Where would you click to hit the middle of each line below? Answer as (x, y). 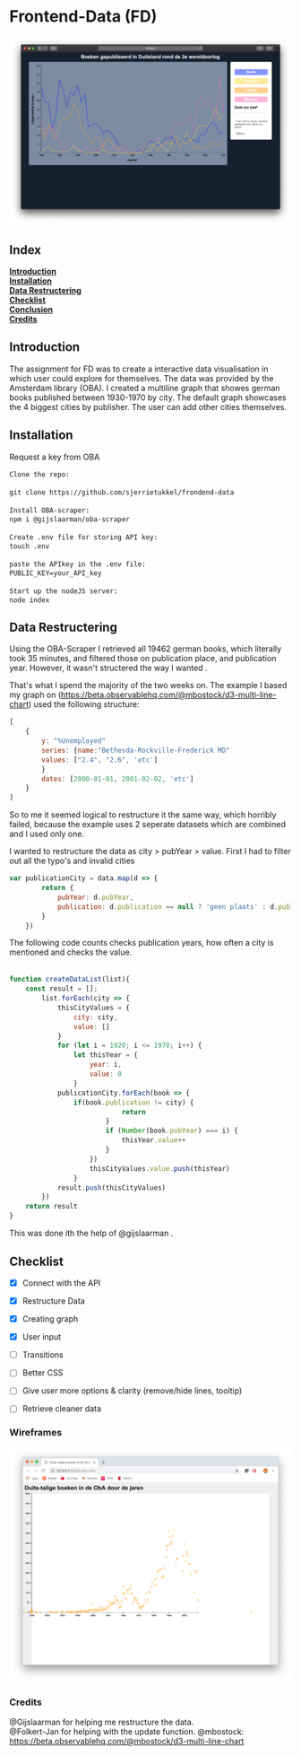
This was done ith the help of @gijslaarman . (91, 1233)
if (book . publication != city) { (133, 1102)
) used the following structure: (84, 704)
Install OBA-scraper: (50, 510)
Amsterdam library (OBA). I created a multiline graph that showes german (145, 388)
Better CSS (43, 1373)
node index (30, 600)
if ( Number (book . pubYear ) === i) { (172, 1131)
